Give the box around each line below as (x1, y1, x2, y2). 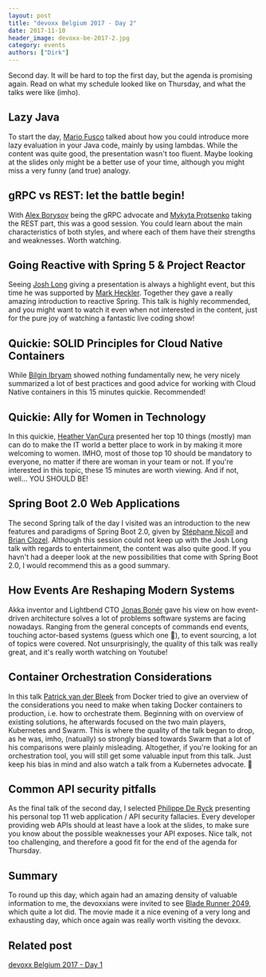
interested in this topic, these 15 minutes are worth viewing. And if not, (8, 466, 239, 475)
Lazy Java (8, 111, 60, 124)
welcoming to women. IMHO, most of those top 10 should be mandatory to (8, 448, 252, 459)
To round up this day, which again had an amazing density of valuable (8, 890, 237, 900)
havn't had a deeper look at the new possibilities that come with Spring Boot (8, 552, 259, 561)
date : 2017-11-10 (8, 26, 66, 34)
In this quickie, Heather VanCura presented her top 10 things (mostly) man (8, 431, 252, 441)
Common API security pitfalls (8, 782, 157, 796)
